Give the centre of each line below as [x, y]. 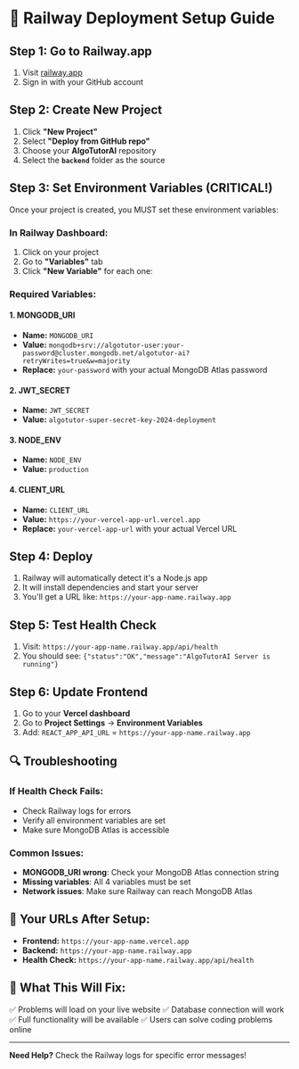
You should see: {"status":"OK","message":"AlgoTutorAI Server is [146, 656]
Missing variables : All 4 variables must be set [106, 882]
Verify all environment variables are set [94, 820]
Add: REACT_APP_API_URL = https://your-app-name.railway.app [136, 733]
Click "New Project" [60, 131]
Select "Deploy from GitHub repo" [86, 141]
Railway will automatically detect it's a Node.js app [115, 578]
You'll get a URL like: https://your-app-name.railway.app [126, 597]
